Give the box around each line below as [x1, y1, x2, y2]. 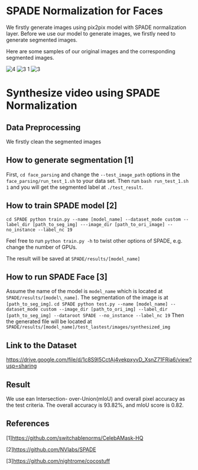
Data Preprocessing [6, 123, 81, 133]
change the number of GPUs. [6, 243, 77, 250]
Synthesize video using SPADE [6, 86, 161, 100]
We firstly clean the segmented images [6, 138, 102, 145]
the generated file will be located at [6, 318, 93, 325]
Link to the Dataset [6, 340, 77, 350]
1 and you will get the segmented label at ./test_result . [6, 184, 144, 191]
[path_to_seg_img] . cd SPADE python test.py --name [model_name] [6, 300, 168, 307]
